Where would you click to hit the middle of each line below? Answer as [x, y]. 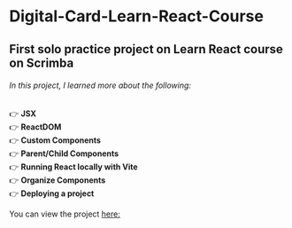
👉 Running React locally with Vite [74, 167]
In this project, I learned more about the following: [100, 85]
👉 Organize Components [58, 180]
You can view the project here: [65, 214]
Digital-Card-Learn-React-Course [136, 16]
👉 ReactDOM [35, 127]
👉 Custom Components [55, 140]
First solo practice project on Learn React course [146, 49]
